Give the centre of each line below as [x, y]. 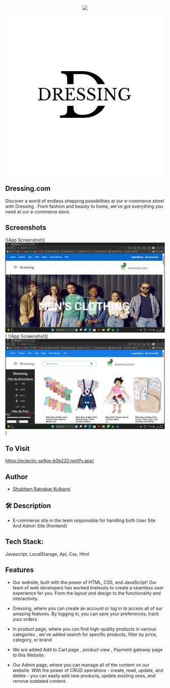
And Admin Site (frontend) [40, 526]
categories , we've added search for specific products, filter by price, [85, 634]
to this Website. [29, 655]
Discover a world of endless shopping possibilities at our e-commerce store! [85, 201]
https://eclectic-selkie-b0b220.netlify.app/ [50, 461]
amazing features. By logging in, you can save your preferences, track [86, 614]
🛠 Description [28, 506]
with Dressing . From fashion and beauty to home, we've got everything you [84, 206]
